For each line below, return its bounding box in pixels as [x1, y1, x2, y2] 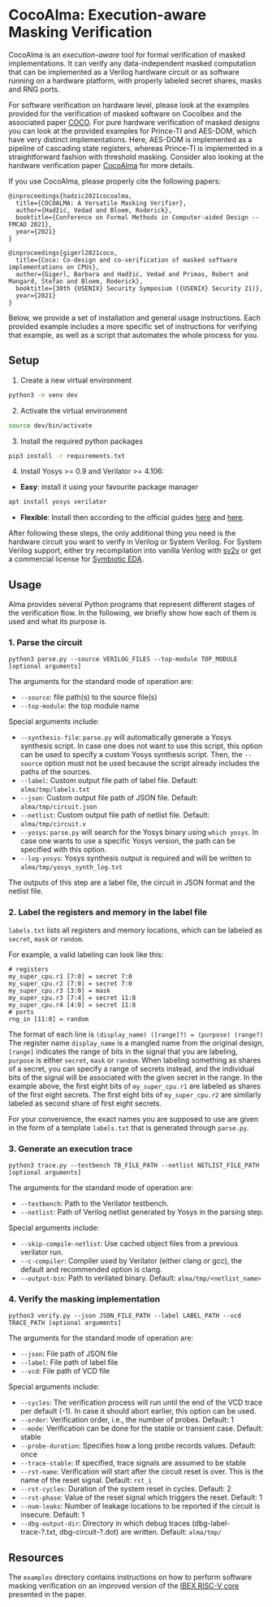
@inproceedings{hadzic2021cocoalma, [8, 192, 132, 200]
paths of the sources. [19, 767, 92, 777]
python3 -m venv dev [8, 391, 79, 399]
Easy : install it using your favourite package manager [19, 482, 199, 492]
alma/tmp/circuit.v [19, 821, 87, 829]
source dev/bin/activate [8, 421, 93, 430]
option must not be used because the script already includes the [44, 758, 260, 769]
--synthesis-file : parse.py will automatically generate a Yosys [19, 733, 231, 743]
